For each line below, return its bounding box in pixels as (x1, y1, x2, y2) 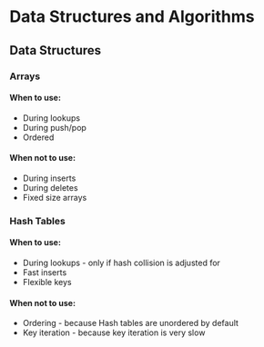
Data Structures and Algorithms (9, 6, 255, 27)
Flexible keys (22, 277, 72, 288)
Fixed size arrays (22, 192, 87, 203)
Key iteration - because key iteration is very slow (22, 327, 206, 338)
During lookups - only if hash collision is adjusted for (22, 257, 221, 269)
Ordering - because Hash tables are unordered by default (22, 318, 239, 329)
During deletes (22, 182, 79, 193)
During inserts (22, 173, 76, 183)
